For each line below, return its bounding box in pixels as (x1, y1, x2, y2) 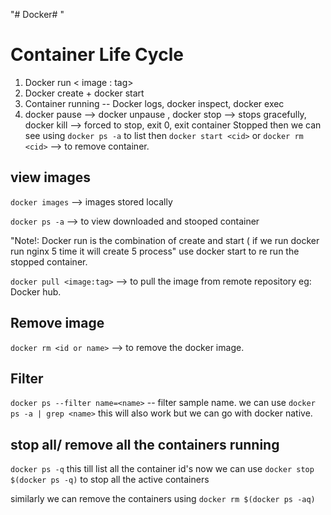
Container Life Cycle (10, 44, 184, 66)
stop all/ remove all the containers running (10, 436, 280, 453)
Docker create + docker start (24, 87, 145, 99)
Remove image (10, 315, 105, 332)
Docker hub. (10, 285, 62, 298)
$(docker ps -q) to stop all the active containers (10, 474, 210, 486)
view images (10, 169, 91, 186)
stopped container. (10, 255, 88, 268)
